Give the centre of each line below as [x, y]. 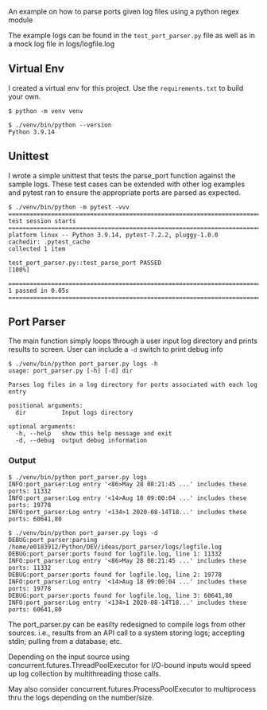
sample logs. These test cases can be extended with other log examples [127, 184]
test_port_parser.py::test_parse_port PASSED [85, 263]
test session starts [43, 221]
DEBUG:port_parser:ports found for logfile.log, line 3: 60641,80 [120, 595]
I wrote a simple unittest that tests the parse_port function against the [122, 175]
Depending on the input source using [69, 657]
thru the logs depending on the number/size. [81, 697]
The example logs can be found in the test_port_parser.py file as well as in [132, 35]
